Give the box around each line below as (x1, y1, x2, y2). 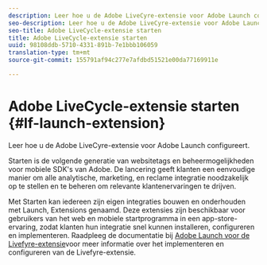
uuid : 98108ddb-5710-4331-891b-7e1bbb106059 (8, 41, 158, 49)
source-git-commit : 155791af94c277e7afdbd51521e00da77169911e (8, 57, 219, 64)
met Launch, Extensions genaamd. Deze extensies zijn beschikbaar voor (8, 205, 246, 215)
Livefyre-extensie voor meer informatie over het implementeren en (8, 239, 224, 248)
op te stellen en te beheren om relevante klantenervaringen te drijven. (8, 181, 237, 191)
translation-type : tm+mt (8, 49, 91, 57)
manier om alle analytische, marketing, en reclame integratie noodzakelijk (8, 173, 249, 182)
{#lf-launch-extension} (8, 115, 166, 132)
